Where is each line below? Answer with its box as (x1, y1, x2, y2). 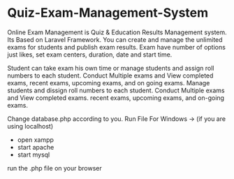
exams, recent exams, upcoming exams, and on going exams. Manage (7, 78, 210, 87)
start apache (17, 143, 54, 151)
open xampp (17, 135, 54, 144)
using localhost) (7, 122, 54, 130)
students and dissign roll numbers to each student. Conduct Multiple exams (7, 86, 225, 94)
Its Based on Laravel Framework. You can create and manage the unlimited (7, 35, 223, 43)
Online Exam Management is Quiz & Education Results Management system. (7, 28, 227, 36)
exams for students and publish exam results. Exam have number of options (7, 43, 226, 51)
